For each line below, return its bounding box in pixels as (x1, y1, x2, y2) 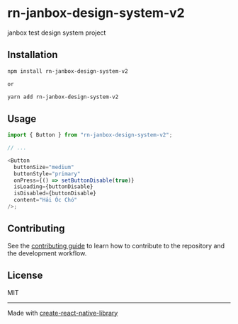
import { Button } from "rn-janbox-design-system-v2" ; (7, 132, 173, 139)
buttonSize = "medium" (13, 163, 74, 170)
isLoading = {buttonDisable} (13, 183, 93, 190)
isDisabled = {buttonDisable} (13, 190, 97, 197)
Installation (7, 49, 58, 61)
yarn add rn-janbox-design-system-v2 (7, 93, 119, 100)
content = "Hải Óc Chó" (13, 197, 78, 204)
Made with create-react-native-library (7, 308, 118, 317)
